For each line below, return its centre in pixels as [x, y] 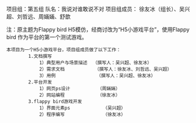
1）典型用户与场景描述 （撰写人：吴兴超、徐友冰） [95, 63]
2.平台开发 [40, 82]
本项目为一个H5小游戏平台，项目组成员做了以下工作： [64, 50]
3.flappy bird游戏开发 [55, 102]
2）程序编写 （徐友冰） [82, 114]
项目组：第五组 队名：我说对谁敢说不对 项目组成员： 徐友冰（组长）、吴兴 [98, 9]
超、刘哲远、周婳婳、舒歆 [38, 16]
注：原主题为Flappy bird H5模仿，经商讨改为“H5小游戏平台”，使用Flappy [98, 30]
